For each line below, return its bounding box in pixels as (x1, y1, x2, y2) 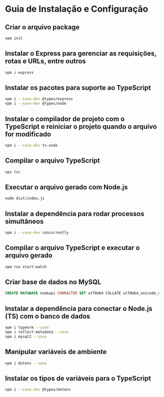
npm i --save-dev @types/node (5, 101, 67, 106)
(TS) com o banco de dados (5, 312, 90, 320)
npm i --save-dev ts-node (5, 143, 58, 148)
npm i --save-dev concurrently (5, 230, 69, 235)
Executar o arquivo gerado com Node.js (5, 183, 128, 191)
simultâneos (5, 217, 44, 226)
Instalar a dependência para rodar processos (5, 210, 145, 218)
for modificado (5, 130, 51, 138)
